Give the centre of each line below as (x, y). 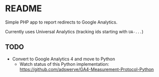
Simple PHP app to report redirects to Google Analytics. (61, 22)
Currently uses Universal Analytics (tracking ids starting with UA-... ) (74, 31)
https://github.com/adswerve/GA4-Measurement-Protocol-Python (87, 69)
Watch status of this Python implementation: (64, 64)
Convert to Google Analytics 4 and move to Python (64, 59)
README (24, 9)
